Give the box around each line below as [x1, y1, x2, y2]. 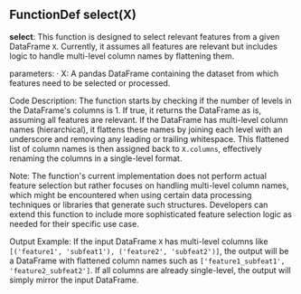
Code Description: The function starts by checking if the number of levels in [9, 95, 292, 106]
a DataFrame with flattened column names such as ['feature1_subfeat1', [9, 255, 286, 266]
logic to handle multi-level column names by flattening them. [9, 50, 235, 62]
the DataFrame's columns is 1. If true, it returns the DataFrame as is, [9, 104, 262, 116]
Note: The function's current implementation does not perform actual [9, 170, 267, 181]
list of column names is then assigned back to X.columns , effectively [9, 143, 262, 154]
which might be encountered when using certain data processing [9, 189, 252, 200]
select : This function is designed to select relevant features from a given [9, 31, 280, 42]
